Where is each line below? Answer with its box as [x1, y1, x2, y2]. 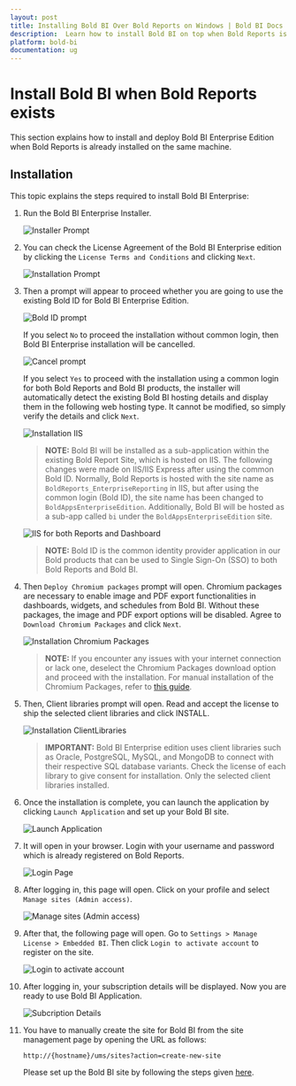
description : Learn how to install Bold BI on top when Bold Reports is [10, 29, 288, 38]
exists [10, 103, 56, 123]
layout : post [10, 12, 58, 22]
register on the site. [22, 946, 95, 957]
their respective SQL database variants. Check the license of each [44, 760, 286, 771]
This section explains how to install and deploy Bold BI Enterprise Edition [10, 132, 275, 142]
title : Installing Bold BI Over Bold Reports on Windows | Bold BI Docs [10, 21, 284, 30]
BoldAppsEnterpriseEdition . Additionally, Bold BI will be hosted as [44, 501, 285, 512]
